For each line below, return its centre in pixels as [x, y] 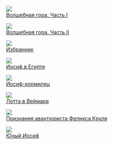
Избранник [20, 49]
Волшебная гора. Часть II [37, 32]
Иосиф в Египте [26, 67]
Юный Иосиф [23, 136]
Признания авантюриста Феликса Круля [57, 118]
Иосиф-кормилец [28, 84]
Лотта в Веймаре [28, 101]
